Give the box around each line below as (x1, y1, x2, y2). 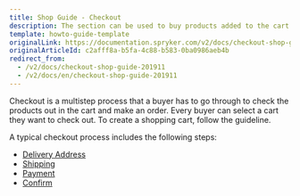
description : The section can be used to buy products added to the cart (9, 21, 290, 30)
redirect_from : (9, 54, 66, 63)
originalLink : (9, 37, 62, 47)
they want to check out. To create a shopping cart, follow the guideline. (9, 114, 271, 125)
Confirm (21, 177, 54, 188)
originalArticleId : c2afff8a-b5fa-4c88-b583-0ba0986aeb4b (9, 46, 229, 55)
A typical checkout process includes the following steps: (9, 131, 217, 143)
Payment (21, 167, 55, 178)
